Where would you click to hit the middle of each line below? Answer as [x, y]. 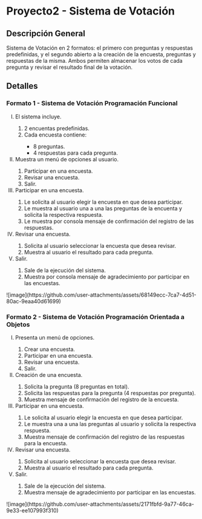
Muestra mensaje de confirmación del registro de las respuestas [104, 437]
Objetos [18, 324]
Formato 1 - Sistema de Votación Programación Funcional [92, 103]
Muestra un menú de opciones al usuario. [67, 159]
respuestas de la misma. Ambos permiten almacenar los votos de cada [94, 61]
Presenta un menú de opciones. [55, 337]
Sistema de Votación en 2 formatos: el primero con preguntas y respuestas [100, 48]
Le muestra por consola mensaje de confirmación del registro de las [109, 221]
